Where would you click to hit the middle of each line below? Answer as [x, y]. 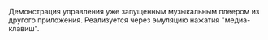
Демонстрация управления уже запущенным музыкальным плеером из [134, 12]
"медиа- [236, 20]
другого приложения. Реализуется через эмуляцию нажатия [114, 20]
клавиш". [24, 28]
